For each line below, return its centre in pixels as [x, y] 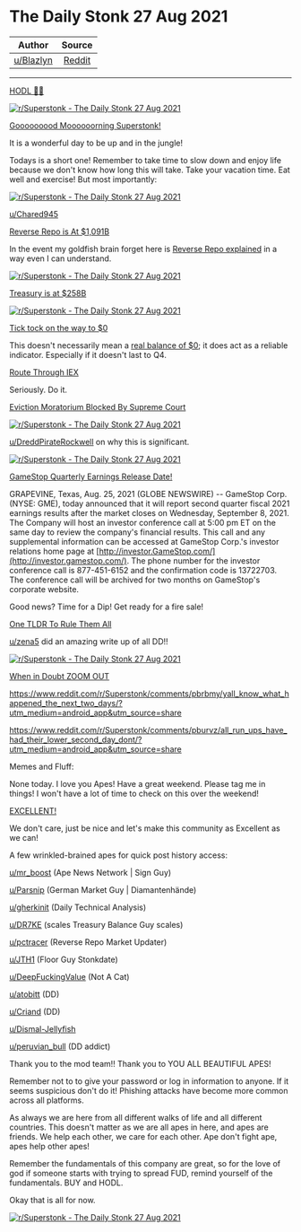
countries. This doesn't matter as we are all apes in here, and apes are [139, 1127]
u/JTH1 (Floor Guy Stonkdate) [64, 959]
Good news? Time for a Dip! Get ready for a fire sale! [107, 607]
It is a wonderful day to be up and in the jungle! [96, 143]
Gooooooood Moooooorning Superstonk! [85, 125]
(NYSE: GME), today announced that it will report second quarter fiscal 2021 [150, 503]
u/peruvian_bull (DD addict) [60, 1046]
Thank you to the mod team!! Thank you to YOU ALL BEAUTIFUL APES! [140, 1063]
